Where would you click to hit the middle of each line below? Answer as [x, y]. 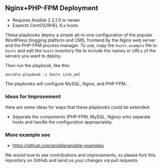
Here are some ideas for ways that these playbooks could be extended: [78, 107]
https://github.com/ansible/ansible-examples [58, 146]
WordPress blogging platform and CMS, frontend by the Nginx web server [80, 40]
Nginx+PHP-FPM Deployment [52, 8]
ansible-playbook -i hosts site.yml [43, 74]
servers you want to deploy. [33, 56]
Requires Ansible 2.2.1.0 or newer [46, 20]
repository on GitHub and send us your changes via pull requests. [72, 161]
